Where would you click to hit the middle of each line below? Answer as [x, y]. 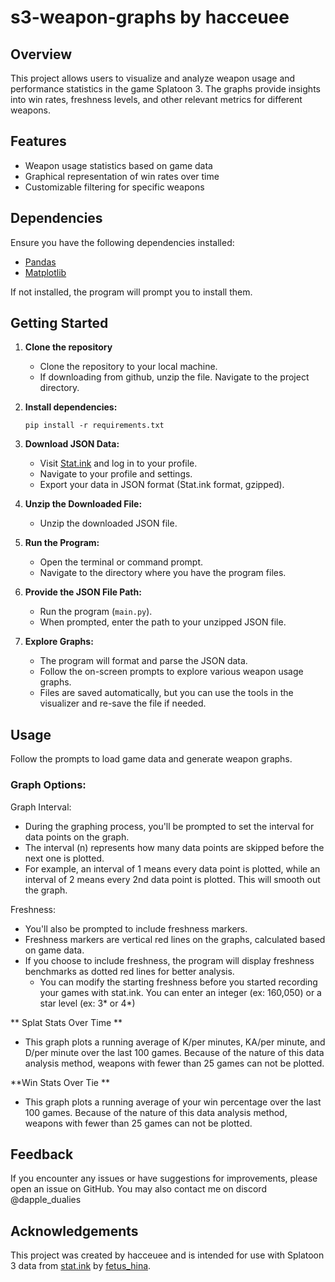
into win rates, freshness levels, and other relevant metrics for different [156, 99]
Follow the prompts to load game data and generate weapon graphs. [151, 759]
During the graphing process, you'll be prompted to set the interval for [169, 826]
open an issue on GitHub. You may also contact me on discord [138, 1189]
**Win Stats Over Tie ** [60, 1082]
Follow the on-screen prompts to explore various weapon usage [171, 672]
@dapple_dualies [46, 1200]
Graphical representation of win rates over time [122, 176]
